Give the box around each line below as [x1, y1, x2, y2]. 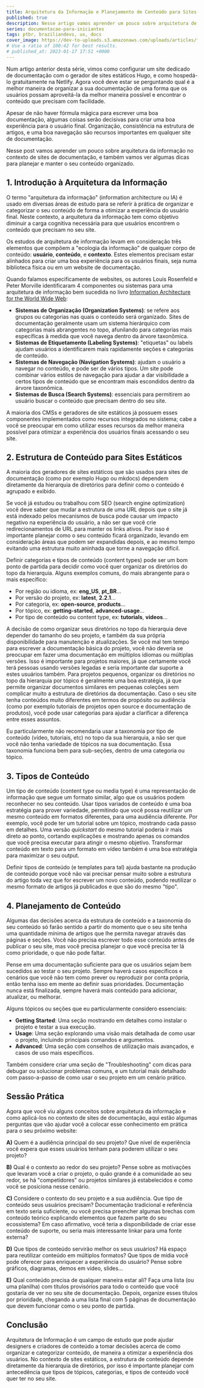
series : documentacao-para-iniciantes [6, 26, 104, 32]
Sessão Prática [6, 1091, 65, 1102]
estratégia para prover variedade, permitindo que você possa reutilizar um [6, 807, 192, 814]
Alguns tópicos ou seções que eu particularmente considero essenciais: [6, 1005, 187, 1012]
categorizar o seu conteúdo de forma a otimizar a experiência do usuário [6, 206, 189, 213]
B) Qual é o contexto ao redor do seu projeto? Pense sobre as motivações [6, 1163, 191, 1171]
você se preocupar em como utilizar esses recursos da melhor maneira [6, 422, 185, 429]
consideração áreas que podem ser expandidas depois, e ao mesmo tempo [6, 538, 195, 546]
